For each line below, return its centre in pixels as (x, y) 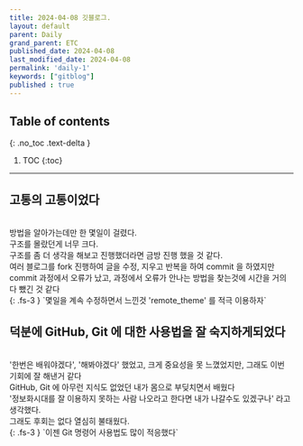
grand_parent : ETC (44, 43)
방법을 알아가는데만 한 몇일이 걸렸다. (73, 233)
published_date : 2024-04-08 (62, 51)
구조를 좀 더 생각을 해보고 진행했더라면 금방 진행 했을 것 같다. (116, 256)
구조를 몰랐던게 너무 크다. (54, 244)
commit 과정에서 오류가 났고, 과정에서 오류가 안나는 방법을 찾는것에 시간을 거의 (148, 278)
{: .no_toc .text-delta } (50, 143)
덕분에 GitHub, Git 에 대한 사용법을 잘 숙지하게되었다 (147, 332)
